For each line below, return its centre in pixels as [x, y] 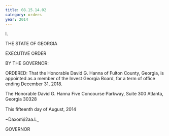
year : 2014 [17, 19]
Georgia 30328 [21, 99]
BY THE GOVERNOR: [27, 63]
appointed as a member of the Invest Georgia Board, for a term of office [80, 79]
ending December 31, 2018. [34, 84]
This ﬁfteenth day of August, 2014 [41, 109]
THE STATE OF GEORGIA [31, 44]
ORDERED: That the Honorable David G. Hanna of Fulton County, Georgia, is [84, 73]
